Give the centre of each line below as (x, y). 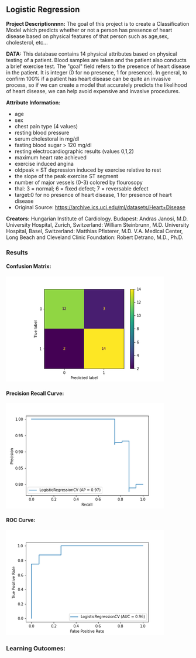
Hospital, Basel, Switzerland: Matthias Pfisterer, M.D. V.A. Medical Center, (94, 231)
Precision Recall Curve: (35, 393)
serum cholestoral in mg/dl (47, 139)
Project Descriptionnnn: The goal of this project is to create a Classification (98, 23)
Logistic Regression (43, 10)
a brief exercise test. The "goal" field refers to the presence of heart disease (98, 66)
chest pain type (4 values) (46, 126)
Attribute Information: (33, 103)
